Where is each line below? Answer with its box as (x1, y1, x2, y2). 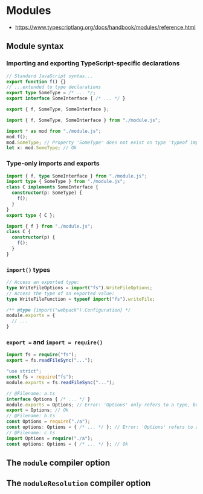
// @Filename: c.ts (6, 429, 56, 435)
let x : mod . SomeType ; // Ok (6, 145, 77, 151)
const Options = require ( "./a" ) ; (6, 419, 91, 425)
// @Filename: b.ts (6, 413, 56, 419)
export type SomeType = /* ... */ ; (6, 90, 96, 96)
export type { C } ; (6, 212, 56, 218)
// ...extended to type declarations (6, 84, 101, 91)
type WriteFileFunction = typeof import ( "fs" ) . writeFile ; (6, 296, 155, 302)
